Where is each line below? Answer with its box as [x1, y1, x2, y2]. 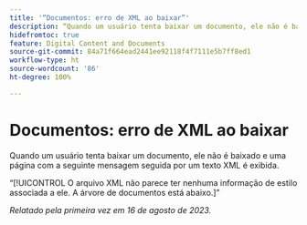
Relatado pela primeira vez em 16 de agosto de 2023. [9, 204, 212, 215]
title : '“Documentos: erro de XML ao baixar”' [9, 13, 190, 23]
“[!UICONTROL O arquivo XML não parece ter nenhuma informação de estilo [9, 177, 298, 188]
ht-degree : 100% [9, 73, 71, 82]
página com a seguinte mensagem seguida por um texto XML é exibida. [9, 159, 280, 170]
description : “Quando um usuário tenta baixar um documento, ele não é [9, 22, 288, 31]
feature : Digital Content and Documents [9, 38, 166, 48]
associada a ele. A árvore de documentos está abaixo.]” [9, 187, 220, 198]
